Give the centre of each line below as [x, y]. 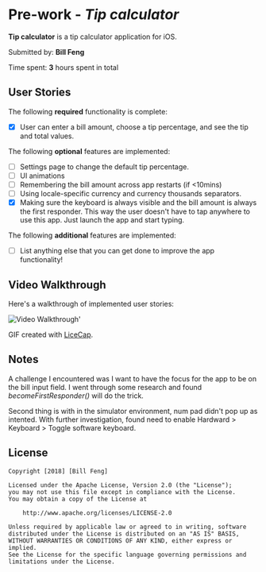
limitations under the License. [62, 562]
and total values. [47, 136]
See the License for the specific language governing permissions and [127, 555]
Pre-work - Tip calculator [94, 15]
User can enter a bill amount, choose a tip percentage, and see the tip [134, 127]
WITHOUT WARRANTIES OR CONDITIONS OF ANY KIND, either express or [120, 541]
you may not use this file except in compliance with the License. [122, 492]
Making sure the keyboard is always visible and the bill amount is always [138, 203]
